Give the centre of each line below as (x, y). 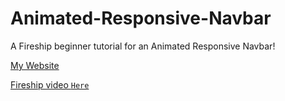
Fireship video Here (50, 84)
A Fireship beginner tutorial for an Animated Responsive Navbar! (143, 46)
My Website (35, 65)
